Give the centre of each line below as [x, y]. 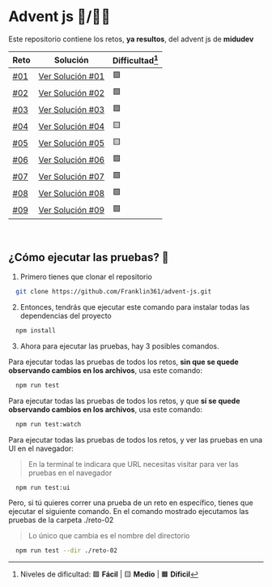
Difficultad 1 [135, 60]
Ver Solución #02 [72, 92]
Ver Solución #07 [72, 176]
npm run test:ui [43, 487]
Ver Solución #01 [72, 76]
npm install [36, 330]
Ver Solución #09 [72, 210]
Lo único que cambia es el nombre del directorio [109, 536]
